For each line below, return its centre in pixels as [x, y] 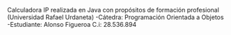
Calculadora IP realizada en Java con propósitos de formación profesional [113, 10]
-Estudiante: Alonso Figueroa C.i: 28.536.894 [72, 24]
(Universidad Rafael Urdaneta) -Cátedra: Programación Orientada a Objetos [115, 17]
